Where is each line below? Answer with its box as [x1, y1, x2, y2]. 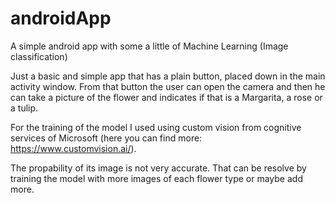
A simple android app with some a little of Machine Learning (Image [10, 40, 289, 52]
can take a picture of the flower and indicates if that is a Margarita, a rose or [10, 91, 323, 103]
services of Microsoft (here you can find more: [10, 132, 203, 144]
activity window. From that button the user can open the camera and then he [10, 80, 326, 92]
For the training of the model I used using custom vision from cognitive [10, 121, 302, 133]
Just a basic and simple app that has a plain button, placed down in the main [10, 70, 326, 82]
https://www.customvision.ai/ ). [10, 142, 137, 154]
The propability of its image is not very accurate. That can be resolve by [10, 162, 307, 174]
